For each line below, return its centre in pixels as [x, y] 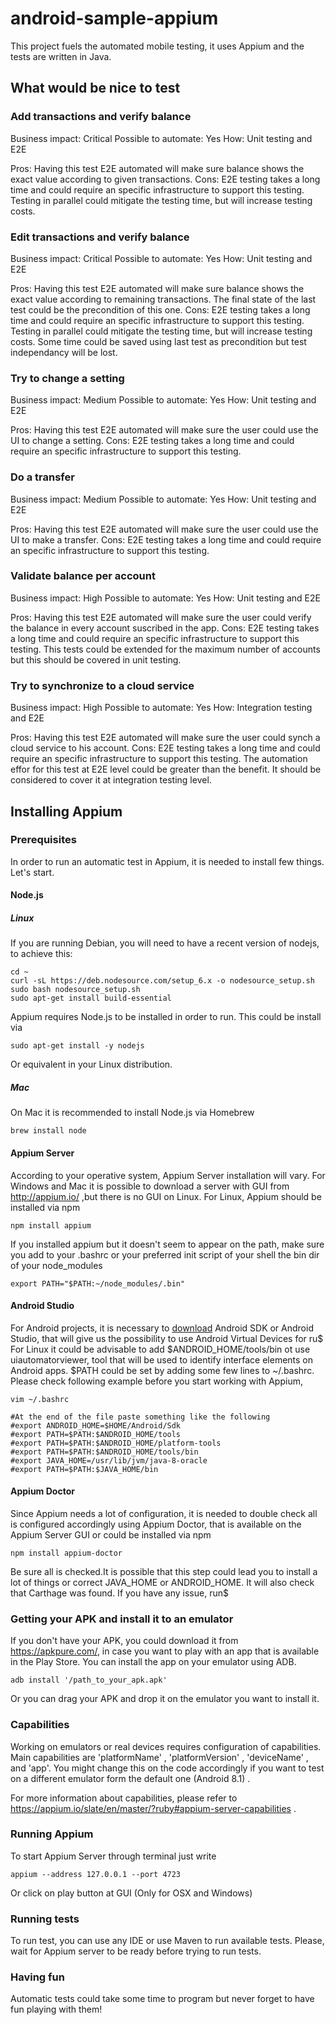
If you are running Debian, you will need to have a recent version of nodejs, [165, 943]
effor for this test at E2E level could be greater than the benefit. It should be [166, 769]
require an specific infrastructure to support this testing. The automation [159, 759]
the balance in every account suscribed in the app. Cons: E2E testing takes [165, 628]
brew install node [48, 1131]
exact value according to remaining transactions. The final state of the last [163, 299]
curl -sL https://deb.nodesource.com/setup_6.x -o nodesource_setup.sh [162, 981]
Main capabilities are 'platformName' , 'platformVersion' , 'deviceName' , [159, 1757]
